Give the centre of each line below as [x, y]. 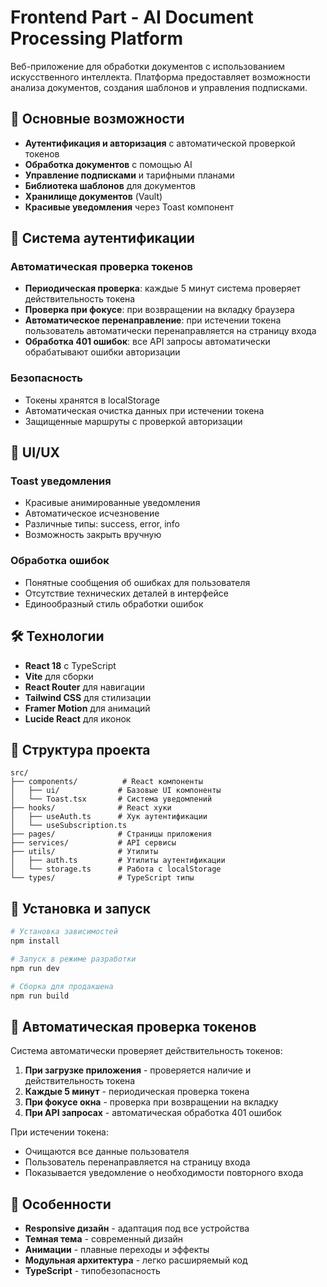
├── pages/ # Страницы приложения [111, 834]
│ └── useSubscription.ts [69, 826]
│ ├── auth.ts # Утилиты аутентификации [118, 861]
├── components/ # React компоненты [106, 782]
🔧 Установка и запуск [80, 908]
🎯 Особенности [61, 1204]
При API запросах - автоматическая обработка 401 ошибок [153, 1113]
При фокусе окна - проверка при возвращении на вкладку [151, 1102]
